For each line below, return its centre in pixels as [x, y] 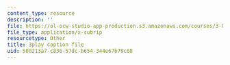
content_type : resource [41, 13]
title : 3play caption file [46, 45]
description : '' [30, 20]
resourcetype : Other [37, 39]
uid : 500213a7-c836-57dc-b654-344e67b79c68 [70, 51]
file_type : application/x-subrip [55, 32]
